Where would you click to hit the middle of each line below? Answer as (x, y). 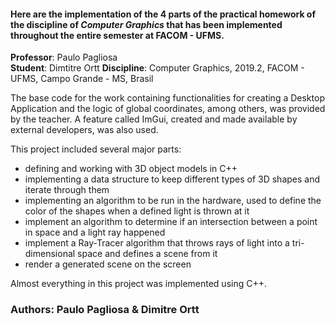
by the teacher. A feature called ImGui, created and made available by (154, 119)
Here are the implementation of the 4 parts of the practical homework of (163, 14)
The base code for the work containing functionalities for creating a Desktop (167, 98)
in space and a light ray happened (95, 232)
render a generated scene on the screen (108, 264)
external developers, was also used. (84, 130)
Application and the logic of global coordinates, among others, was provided (168, 109)
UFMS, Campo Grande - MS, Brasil (82, 79)
